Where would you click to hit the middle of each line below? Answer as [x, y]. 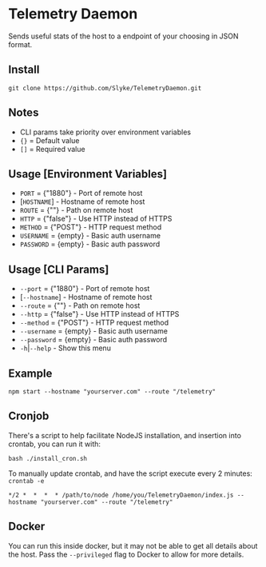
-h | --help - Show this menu [66, 348]
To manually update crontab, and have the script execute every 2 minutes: [131, 473]
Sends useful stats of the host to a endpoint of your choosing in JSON [123, 36]
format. [20, 44]
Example [30, 373]
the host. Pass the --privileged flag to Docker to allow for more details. [126, 554]
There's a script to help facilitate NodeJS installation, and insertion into [125, 435]
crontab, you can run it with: [55, 444]
